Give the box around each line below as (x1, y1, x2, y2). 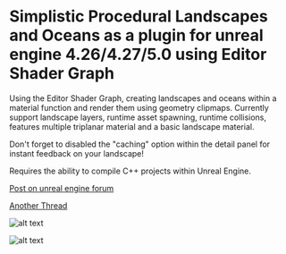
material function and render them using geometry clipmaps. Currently (9, 102, 270, 113)
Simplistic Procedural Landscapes (9, 6, 268, 27)
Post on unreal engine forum (9, 182, 114, 193)
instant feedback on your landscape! (9, 148, 145, 158)
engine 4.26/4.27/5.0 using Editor (9, 45, 267, 64)
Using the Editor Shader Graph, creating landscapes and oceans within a (9, 92, 277, 104)
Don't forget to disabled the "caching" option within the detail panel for (9, 139, 271, 149)
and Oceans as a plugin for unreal (9, 25, 264, 46)
